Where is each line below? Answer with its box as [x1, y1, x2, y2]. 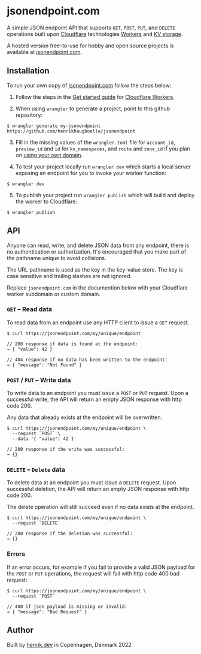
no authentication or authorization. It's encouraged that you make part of [7, 248, 187, 255]
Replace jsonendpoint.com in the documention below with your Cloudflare [7, 284, 188, 291]
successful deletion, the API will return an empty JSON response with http [7, 486, 190, 493]
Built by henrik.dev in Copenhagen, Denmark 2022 [7, 641, 132, 648]
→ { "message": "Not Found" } [7, 361, 83, 368]
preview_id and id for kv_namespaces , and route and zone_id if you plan [15, 145, 190, 152]
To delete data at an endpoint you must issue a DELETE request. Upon [7, 479, 176, 486]
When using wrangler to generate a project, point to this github [15, 105, 170, 112]
